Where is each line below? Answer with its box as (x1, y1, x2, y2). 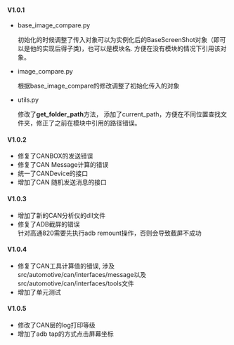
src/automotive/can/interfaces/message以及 (17, 270, 146, 278)
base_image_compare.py (17, 21, 91, 29)
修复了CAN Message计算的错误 (17, 161, 109, 169)
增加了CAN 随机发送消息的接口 (17, 178, 107, 187)
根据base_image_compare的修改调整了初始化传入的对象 (17, 81, 180, 90)
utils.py (17, 95, 39, 104)
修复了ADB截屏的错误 (17, 219, 80, 228)
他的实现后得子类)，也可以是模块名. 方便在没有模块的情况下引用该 (30, 44, 221, 53)
